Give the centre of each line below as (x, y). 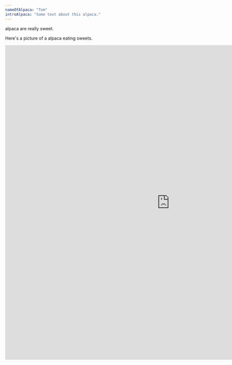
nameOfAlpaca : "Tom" (27, 10)
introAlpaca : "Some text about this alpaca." (53, 14)
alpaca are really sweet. (29, 28)
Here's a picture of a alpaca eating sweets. (49, 38)
